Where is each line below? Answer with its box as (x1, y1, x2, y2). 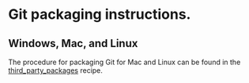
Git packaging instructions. (8, 5, 191, 23)
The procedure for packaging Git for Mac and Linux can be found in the (8, 57, 241, 67)
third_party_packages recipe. (8, 66, 103, 75)
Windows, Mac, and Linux (8, 37, 138, 50)
